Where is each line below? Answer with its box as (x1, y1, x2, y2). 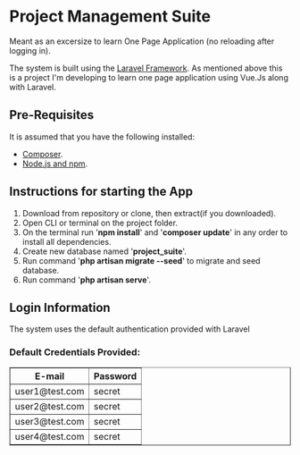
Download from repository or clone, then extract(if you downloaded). (21, 207, 277, 218)
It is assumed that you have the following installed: (9, 131, 195, 142)
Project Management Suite (9, 6, 212, 27)
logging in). (9, 45, 51, 55)
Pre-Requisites (9, 107, 95, 122)
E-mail (34, 369, 65, 382)
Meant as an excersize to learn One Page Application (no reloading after (9, 36, 275, 46)
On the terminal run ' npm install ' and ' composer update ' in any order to (21, 226, 288, 238)
